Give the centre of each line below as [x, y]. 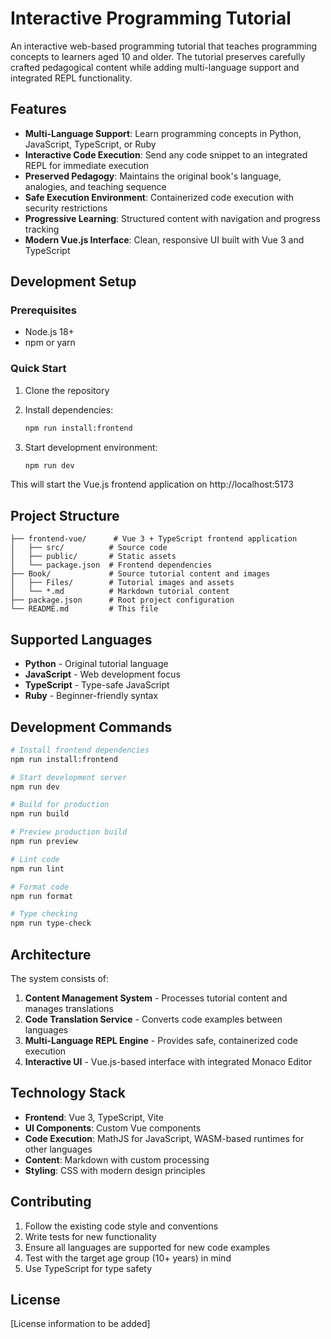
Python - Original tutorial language [96, 664]
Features [38, 109]
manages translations [69, 1008]
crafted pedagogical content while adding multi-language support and [155, 67]
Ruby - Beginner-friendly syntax [91, 696]
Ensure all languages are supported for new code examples [147, 1247]
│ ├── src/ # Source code [89, 548]
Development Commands [91, 727]
